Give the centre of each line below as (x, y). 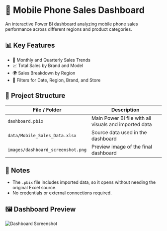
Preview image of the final (122, 147)
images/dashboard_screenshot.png (47, 150)
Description (125, 110)
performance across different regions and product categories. (69, 29)
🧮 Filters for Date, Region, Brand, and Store (56, 80)
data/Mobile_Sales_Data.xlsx (42, 135)
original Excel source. (34, 188)
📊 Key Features (30, 45)
